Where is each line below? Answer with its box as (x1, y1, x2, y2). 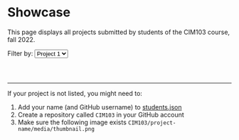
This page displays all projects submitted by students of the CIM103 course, (7, 28, 230, 36)
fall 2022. (7, 35, 36, 43)
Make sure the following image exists (17, 118, 127, 126)
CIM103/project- (127, 119, 176, 126)
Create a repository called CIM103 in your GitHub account (17, 110, 185, 119)
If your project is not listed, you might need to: (7, 89, 142, 97)
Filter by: (7, 49, 33, 58)
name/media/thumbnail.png (17, 125, 95, 132)
